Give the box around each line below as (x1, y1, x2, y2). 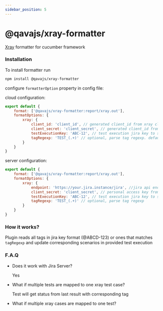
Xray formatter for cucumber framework (5, 44, 85, 50)
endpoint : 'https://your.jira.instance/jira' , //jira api (31, 185, 151, 190)
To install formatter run (5, 67, 51, 73)
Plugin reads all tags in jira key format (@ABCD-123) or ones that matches (5, 234, 153, 240)
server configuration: (5, 158, 47, 164)
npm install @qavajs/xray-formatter (5, 76, 79, 81)
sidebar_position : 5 (5, 7, 47, 12)
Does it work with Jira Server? (12, 263, 73, 269)
